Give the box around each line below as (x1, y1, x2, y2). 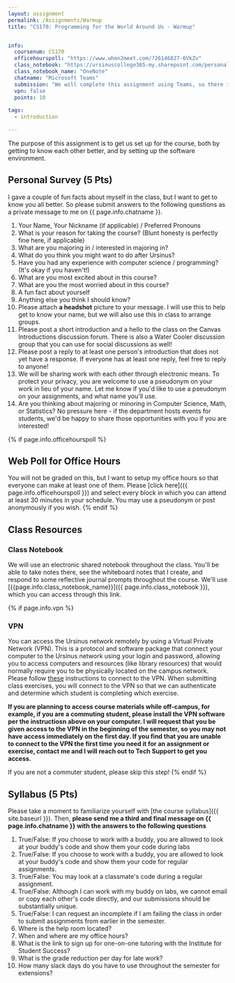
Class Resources (8, 523, 83, 535)
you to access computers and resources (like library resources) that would (8, 660, 222, 668)
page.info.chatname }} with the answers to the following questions (8, 822, 206, 830)
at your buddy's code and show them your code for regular (17, 857, 188, 866)
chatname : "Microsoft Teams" (14, 74, 99, 81)
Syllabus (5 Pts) (8, 788, 78, 800)
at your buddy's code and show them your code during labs (17, 843, 190, 851)
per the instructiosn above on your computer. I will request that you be (8, 718, 216, 726)
